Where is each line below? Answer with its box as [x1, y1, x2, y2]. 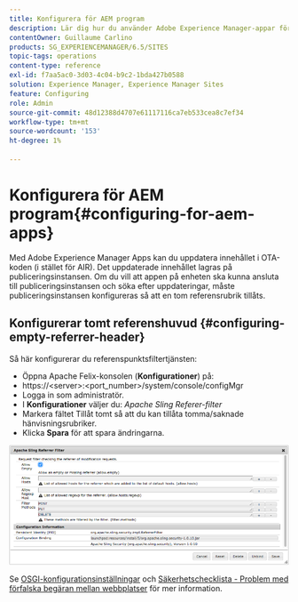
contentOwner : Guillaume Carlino [9, 33, 133, 42]
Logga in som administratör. [21, 389, 124, 400]
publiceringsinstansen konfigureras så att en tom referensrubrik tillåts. [9, 290, 266, 301]
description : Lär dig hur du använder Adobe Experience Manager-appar [9, 23, 276, 33]
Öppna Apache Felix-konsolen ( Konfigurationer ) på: [21, 370, 215, 381]
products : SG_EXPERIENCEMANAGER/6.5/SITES [9, 43, 169, 52]
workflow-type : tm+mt [9, 117, 90, 126]
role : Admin [9, 99, 53, 108]
